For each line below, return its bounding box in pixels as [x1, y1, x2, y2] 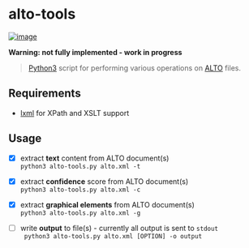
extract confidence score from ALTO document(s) [19, 176, 189, 186]
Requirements [8, 87, 81, 100]
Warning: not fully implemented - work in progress [8, 47, 182, 57]
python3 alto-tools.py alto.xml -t [19, 162, 141, 170]
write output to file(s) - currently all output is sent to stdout [19, 223, 219, 233]
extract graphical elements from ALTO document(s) [19, 199, 195, 209]
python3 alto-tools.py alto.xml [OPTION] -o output [24, 232, 203, 240]
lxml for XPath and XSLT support [19, 108, 130, 118]
